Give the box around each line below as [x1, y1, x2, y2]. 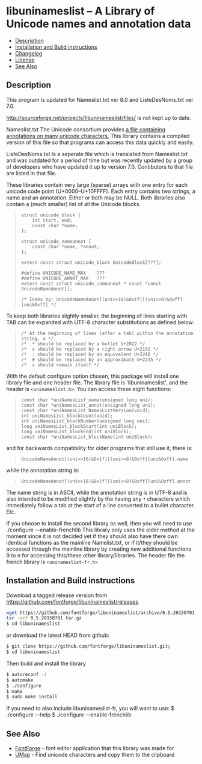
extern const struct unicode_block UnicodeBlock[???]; [20, 259, 162, 266]
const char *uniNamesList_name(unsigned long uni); [20, 396, 153, 403]
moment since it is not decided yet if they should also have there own [6, 532, 179, 540]
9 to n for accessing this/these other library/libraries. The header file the [6, 551, 185, 559]
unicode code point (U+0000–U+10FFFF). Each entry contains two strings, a [6, 187, 195, 195]
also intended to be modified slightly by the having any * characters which [6, 495, 191, 503]
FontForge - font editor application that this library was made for [14, 745, 174, 752]
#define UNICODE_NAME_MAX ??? [20, 270, 105, 276]
